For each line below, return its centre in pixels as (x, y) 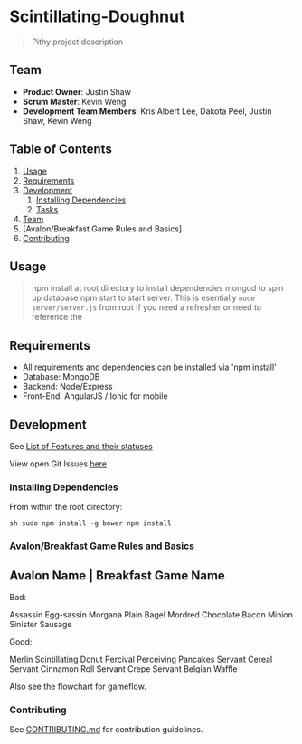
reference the (57, 317)
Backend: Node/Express (67, 387)
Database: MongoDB (61, 377)
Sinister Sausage (41, 625)
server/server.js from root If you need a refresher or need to (146, 307)
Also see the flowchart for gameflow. (78, 687)
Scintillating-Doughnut (97, 17)
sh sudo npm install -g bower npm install (90, 523)
